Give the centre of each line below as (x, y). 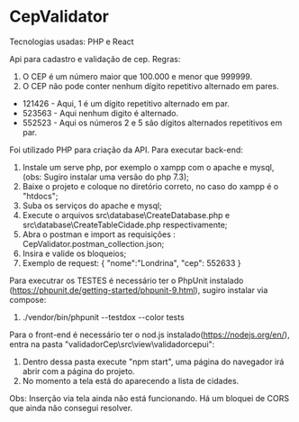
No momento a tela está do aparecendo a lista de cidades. (131, 381)
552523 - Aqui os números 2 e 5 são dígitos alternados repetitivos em (152, 123)
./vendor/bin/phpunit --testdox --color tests (103, 316)
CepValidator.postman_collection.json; (93, 243)
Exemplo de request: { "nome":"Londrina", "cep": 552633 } (131, 262)
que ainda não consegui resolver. (71, 408)
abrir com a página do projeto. (78, 371)
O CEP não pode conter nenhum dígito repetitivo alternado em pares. (150, 86)
